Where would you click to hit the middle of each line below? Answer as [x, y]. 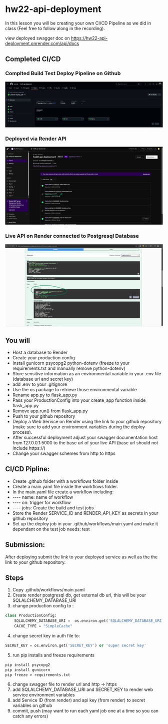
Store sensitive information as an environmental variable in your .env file [87, 373]
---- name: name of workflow [43, 497]
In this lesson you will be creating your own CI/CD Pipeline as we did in [78, 23]
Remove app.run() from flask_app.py [50, 411]
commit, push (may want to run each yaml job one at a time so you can [85, 710]
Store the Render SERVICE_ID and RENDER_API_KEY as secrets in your [85, 513]
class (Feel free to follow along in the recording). [55, 28]
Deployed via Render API [36, 139]
